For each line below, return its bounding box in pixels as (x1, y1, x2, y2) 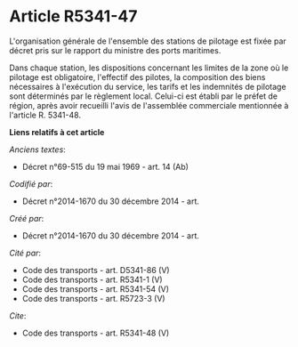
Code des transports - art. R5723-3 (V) (21, 293, 166, 303)
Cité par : (9, 247, 42, 258)
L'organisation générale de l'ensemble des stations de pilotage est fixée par (9, 36, 286, 46)
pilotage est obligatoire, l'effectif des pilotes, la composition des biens (9, 71, 266, 82)
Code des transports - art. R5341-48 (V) (21, 327, 170, 338)
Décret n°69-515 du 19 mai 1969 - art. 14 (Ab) (21, 161, 189, 172)
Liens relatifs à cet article (9, 126, 105, 137)
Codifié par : (9, 178, 53, 189)
